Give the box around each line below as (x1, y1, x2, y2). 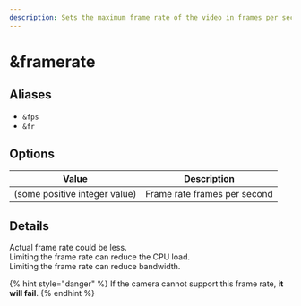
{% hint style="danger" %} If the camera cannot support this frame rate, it (9, 278, 284, 289)
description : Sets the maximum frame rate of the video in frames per (9, 13, 279, 22)
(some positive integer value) (13, 188, 137, 200)
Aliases (9, 87, 52, 103)
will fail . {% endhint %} (9, 288, 96, 299)
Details (9, 218, 49, 234)
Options (9, 147, 56, 162)
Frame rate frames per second (145, 188, 273, 200)
